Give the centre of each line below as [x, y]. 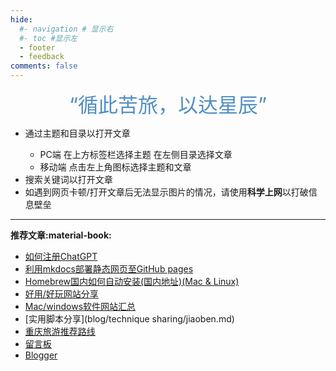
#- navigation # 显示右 [66, 29]
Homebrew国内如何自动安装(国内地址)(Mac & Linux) [132, 281]
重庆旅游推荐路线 [60, 331]
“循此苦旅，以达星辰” [168, 105]
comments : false [44, 66]
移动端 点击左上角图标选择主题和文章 [115, 167]
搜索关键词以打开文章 [68, 179]
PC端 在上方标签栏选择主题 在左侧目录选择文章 [136, 154]
